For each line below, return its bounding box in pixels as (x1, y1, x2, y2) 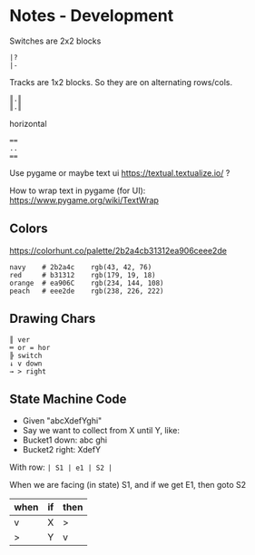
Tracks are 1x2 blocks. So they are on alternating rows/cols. (9, 76, 233, 87)
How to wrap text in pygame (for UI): (9, 185, 146, 196)
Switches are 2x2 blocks (9, 35, 102, 46)
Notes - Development (9, 5, 174, 26)
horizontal (9, 118, 47, 129)
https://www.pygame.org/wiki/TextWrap (9, 194, 159, 205)
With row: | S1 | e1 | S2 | (9, 462, 113, 472)
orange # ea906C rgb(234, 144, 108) (9, 278, 165, 287)
